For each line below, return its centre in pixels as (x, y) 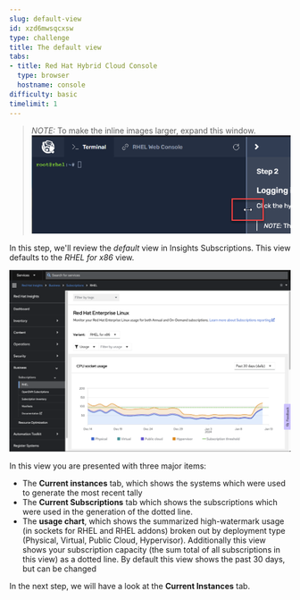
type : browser (43, 76)
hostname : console (52, 85)
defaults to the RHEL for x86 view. (72, 257)
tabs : (19, 57)
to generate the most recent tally (82, 493)
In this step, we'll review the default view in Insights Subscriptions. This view (150, 248)
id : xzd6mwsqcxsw (42, 28)
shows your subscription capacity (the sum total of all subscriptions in (151, 550)
